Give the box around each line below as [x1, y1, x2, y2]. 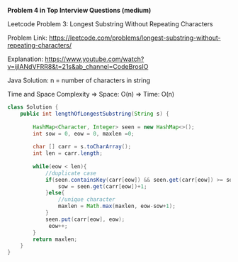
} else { [45, 190, 65, 197]
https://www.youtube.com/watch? [45, 55, 144, 63]
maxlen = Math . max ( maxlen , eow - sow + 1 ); [57, 202, 176, 210]
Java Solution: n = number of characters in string [7, 76, 151, 84]
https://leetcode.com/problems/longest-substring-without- [48, 33, 221, 42]
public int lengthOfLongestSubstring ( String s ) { [20, 110, 170, 117]
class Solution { [7, 104, 59, 111]
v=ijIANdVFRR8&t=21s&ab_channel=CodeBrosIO [7, 62, 149, 70]
